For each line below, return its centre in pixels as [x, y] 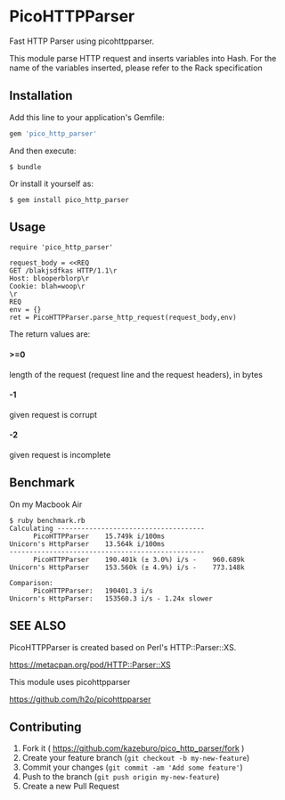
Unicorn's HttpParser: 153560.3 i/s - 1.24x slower [111, 599]
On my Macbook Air [46, 504]
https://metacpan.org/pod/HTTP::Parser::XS [90, 665]
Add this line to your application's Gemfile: [87, 117]
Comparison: [31, 583]
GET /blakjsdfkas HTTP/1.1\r [63, 271]
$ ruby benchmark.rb [48, 520]
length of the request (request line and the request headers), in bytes [136, 374]
